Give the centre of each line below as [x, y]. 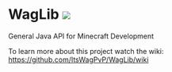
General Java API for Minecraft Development [81, 36]
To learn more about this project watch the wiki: [86, 51]
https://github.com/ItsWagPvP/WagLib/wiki [78, 59]
